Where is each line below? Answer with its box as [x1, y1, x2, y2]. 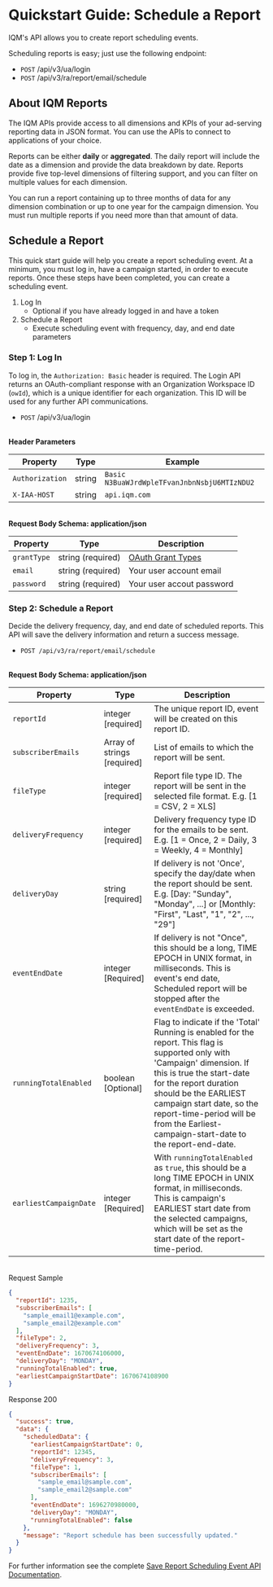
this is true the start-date [154, 1067, 250, 1079]
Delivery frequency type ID [154, 814, 257, 826]
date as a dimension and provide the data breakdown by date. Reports [8, 160, 244, 169]
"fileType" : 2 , [15, 1334, 67, 1343]
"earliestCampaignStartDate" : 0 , [29, 1440, 144, 1449]
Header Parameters [8, 436, 76, 446]
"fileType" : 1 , [29, 1463, 82, 1471]
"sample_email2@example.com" [23, 1319, 122, 1327]
